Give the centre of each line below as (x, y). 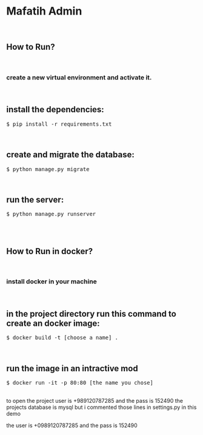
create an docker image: (53, 323)
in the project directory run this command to (92, 314)
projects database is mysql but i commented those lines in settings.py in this (101, 407)
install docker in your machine (52, 282)
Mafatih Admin (44, 11)
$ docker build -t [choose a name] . (62, 338)
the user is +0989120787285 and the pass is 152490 (72, 425)
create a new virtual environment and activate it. (79, 77)
